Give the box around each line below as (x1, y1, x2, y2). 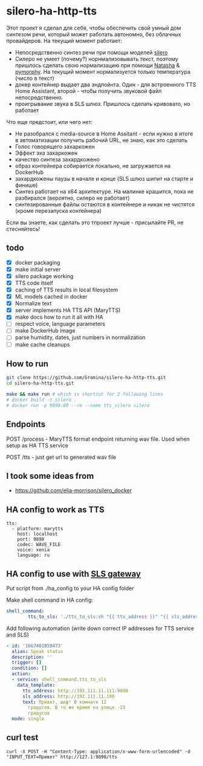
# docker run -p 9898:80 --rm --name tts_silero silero (6, 402, 150, 409)
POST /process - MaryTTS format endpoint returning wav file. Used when (6, 435, 190, 443)
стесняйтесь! (6, 225, 40, 232)
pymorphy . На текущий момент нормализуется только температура (14, 68, 191, 75)
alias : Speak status (11, 648, 63, 654)
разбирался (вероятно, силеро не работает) (14, 194, 130, 201)
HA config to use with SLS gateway (6, 568, 141, 579)
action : (11, 671, 31, 677)
